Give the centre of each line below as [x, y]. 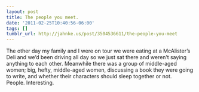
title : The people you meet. [42, 17]
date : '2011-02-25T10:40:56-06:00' [50, 23]
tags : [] [17, 28]
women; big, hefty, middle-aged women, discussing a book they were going [100, 70]
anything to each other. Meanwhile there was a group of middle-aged [92, 64]
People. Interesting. [30, 83]
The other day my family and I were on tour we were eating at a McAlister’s [98, 51]
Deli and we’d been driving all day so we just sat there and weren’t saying [97, 57]
